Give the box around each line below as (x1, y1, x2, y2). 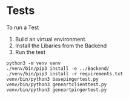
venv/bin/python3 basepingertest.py (6, 76, 99, 82)
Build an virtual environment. (15, 35, 87, 43)
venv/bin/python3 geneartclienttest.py (6, 81, 107, 87)
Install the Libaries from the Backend (15, 42, 107, 49)
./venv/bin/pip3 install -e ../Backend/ (6, 65, 110, 72)
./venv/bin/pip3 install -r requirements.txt (6, 70, 123, 77)
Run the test (15, 48, 45, 55)
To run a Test (6, 24, 39, 31)
